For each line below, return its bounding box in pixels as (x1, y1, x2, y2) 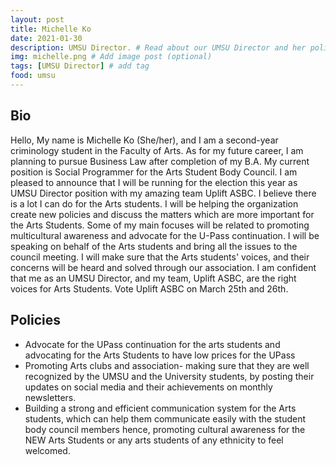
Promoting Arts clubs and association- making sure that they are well (24, 359, 310, 371)
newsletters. (24, 391, 77, 403)
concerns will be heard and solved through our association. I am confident (10, 261, 317, 273)
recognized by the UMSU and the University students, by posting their (24, 370, 315, 382)
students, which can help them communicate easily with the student (24, 412, 307, 425)
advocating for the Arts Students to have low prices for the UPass (24, 349, 296, 361)
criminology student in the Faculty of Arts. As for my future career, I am (10, 144, 304, 156)
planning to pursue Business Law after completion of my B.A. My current (10, 155, 310, 167)
